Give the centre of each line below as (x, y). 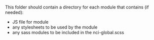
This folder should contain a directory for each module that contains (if (77, 7)
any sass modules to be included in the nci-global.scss (68, 32)
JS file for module (30, 22)
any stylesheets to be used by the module (55, 27)
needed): (14, 12)
